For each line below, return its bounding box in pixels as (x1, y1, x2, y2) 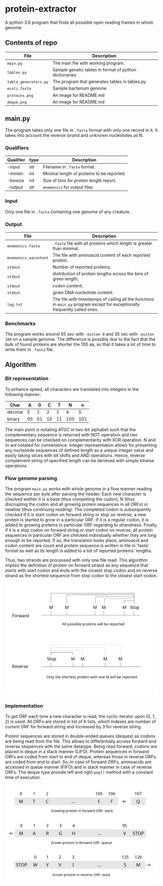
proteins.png (7, 93, 33, 98)
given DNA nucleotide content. (52, 289, 114, 295)
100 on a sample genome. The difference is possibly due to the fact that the (5, 336, 156, 342)
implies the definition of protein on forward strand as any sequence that (5, 562, 148, 568)
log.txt (7, 302, 23, 307)
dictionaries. (52, 72, 78, 78)
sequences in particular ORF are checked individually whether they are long (5, 533, 157, 538)
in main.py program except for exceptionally (52, 301, 140, 307)
